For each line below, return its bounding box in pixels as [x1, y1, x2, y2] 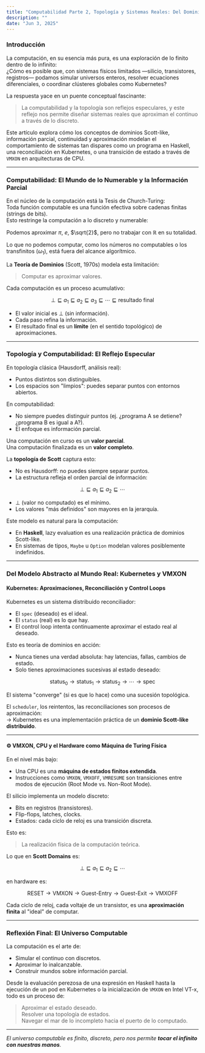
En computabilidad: [6, 400, 55, 408]
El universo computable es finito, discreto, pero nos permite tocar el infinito [6, 1034, 198, 1041]
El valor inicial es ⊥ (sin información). [15, 309, 110, 317]
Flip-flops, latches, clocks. [15, 810, 82, 818]
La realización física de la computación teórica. [21, 841, 140, 848]
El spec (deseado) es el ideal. [15, 610, 88, 617]
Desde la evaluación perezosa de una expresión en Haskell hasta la [6, 979, 176, 986]
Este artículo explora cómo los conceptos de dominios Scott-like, [6, 129, 170, 136]
